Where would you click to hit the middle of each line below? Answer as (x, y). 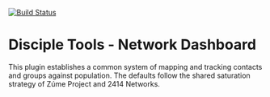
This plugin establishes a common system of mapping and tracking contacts (135, 67)
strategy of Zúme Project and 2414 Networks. (84, 83)
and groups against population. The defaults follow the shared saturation (129, 75)
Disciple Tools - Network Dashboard (133, 45)
